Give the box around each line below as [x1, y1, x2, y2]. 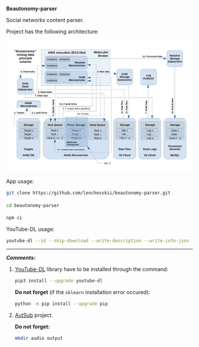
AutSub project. [14, 311, 53, 319]
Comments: [6, 254, 36, 262]
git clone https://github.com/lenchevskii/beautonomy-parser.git [6, 190, 171, 196]
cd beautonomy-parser [6, 202, 60, 208]
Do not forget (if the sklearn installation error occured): [14, 288, 150, 295]
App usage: [6, 177, 34, 184]
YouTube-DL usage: [6, 225, 55, 233]
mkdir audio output [14, 335, 63, 341]
